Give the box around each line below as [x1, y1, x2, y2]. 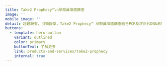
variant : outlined [14, 35, 52, 40]
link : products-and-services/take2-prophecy [14, 49, 108, 54]
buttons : [5, 26, 23, 31]
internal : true [14, 53, 46, 59]
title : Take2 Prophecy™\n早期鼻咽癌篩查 [5, 7, 85, 12]
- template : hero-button [9, 30, 61, 35]
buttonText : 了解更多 [14, 44, 56, 49]
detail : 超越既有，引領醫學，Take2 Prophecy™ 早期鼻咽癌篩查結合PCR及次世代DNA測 [5, 21, 161, 26]
